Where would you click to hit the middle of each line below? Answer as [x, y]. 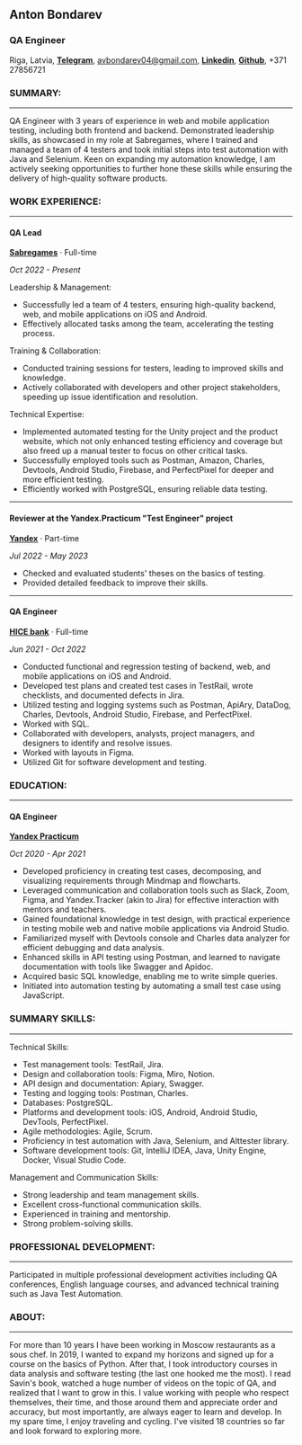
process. [39, 334]
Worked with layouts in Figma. [78, 752]
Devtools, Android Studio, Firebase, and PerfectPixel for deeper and [148, 470]
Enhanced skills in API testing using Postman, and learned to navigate [151, 958]
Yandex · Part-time [44, 538]
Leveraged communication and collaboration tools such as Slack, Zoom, [156, 890]
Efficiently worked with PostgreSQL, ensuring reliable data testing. [145, 489]
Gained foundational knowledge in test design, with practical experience [156, 919]
